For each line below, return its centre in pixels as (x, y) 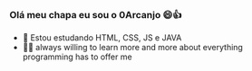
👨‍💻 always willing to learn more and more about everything (132, 48)
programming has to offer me (78, 57)
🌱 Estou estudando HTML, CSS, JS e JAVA (102, 38)
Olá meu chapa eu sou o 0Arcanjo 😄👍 (96, 14)
